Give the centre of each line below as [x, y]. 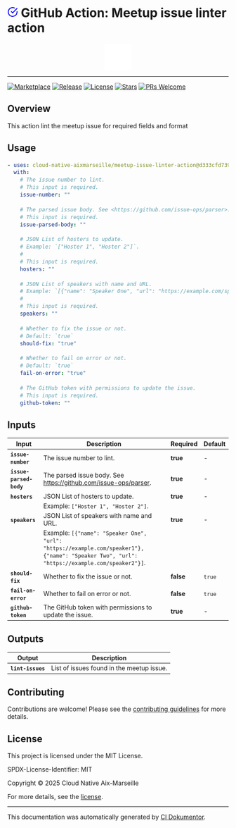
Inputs [22, 425]
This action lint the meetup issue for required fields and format [98, 125]
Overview [29, 109]
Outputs [26, 639]
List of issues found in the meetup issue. [109, 668]
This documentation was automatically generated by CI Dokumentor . [106, 817]
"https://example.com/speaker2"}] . [94, 563]
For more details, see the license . [55, 797]
